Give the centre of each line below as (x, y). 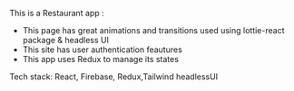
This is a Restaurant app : (57, 13)
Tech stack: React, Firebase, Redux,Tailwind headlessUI (114, 77)
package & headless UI (66, 40)
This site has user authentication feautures (103, 50)
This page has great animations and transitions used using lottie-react (153, 30)
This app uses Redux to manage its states (101, 59)
